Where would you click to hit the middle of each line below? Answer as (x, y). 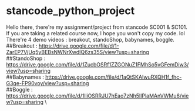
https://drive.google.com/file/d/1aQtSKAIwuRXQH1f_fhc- (113, 77)
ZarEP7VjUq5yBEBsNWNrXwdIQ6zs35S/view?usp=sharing (78, 52)
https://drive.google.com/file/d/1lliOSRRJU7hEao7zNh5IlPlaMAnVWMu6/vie (97, 96)
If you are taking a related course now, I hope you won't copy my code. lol (95, 33)
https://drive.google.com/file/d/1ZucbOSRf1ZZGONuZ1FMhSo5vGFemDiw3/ (97, 64)
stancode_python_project (70, 11)
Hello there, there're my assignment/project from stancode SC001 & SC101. (97, 27)
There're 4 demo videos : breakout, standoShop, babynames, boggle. (90, 39)
